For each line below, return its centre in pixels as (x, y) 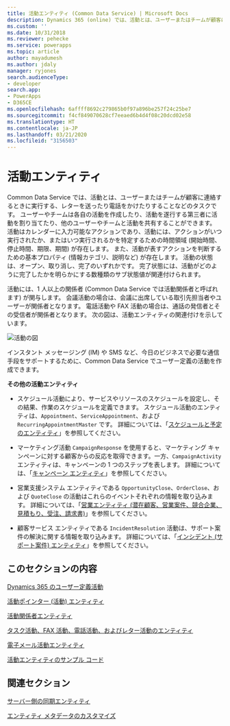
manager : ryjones (32, 71)
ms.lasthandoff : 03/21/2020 (47, 134)
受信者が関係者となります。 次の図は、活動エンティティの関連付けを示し (115, 315)
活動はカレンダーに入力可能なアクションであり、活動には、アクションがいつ (115, 232)
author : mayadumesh (35, 58)
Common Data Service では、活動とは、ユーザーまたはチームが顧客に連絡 (112, 197)
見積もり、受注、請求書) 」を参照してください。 (84, 513)
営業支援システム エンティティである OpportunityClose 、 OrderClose (112, 488)
